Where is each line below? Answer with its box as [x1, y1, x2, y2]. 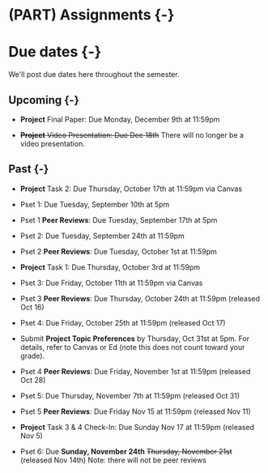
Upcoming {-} [8, 93, 79, 107]
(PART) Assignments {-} [8, 6, 175, 24]
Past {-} [8, 162, 49, 176]
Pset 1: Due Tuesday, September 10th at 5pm [19, 199, 170, 209]
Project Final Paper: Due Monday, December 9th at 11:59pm [19, 114, 220, 124]
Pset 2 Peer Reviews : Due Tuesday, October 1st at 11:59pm [19, 246, 217, 256]
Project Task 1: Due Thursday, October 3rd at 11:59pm [19, 262, 201, 272]
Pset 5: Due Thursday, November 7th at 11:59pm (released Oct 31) [19, 390, 240, 400]
